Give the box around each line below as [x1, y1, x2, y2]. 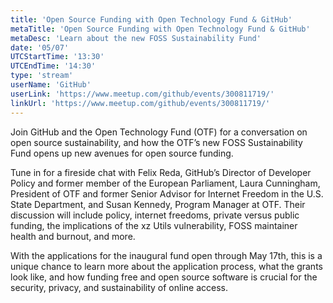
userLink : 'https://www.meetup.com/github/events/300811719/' [10, 89, 275, 99]
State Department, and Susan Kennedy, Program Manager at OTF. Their [10, 198, 306, 210]
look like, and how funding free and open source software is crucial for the [10, 271, 318, 283]
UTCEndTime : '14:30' [10, 61, 97, 71]
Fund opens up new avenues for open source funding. [10, 147, 234, 159]
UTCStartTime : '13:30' [10, 52, 105, 62]
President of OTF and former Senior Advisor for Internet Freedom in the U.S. [10, 187, 324, 200]
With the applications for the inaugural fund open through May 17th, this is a [10, 249, 323, 261]
